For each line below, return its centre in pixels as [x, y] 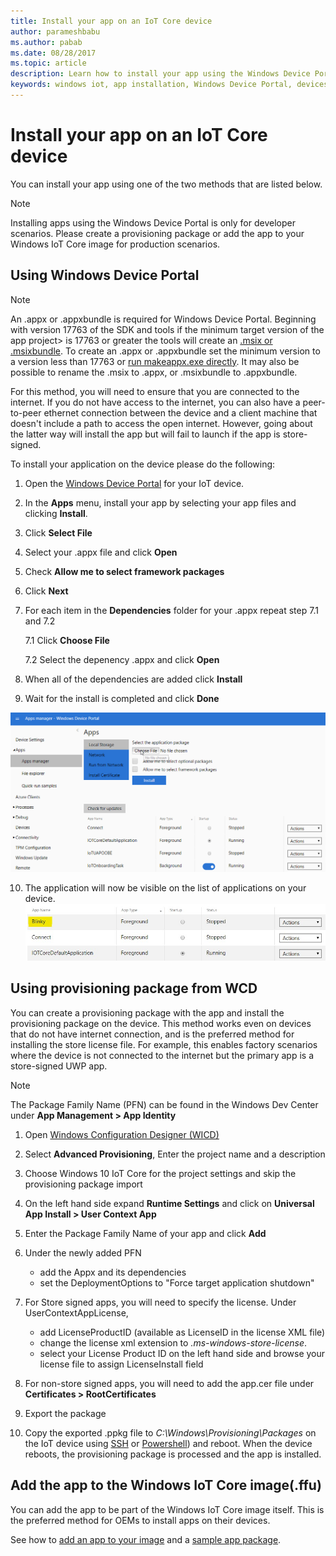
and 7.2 [40, 621]
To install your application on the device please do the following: [143, 464]
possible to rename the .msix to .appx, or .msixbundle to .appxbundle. [154, 372]
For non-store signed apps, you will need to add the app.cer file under [169, 1383]
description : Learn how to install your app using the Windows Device [160, 74]
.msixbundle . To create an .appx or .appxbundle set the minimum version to [165, 351]
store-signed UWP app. [59, 1066]
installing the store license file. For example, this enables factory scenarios [164, 1044]
